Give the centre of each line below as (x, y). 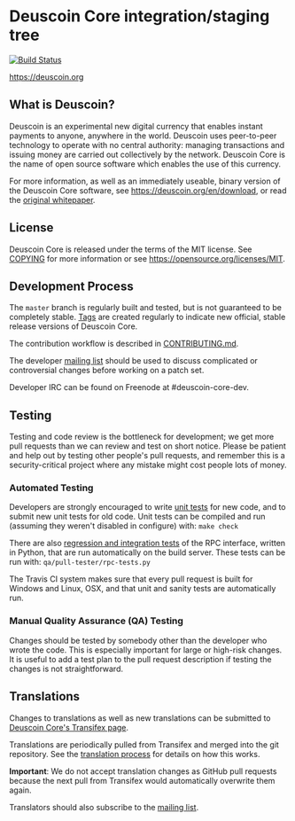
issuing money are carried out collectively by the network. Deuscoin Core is (147, 154)
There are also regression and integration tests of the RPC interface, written (147, 543)
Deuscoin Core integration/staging (140, 16)
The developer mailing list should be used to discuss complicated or (134, 361)
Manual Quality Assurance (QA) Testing (97, 621)
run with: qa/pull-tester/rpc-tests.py (80, 562)
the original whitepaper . (52, 199)
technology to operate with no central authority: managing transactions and (147, 145)
